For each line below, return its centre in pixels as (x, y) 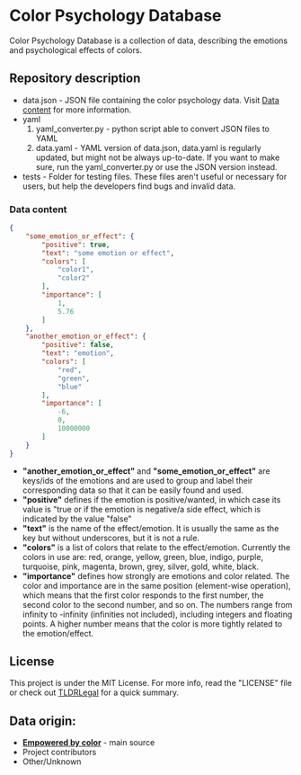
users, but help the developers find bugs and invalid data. (129, 186)
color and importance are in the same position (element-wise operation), (156, 585)
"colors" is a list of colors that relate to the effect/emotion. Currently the (156, 547)
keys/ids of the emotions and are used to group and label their (137, 480)
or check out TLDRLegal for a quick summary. (94, 692)
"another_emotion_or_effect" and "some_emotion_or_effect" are (146, 471)
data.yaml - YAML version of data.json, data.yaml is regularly (149, 147)
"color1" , (75, 270)
